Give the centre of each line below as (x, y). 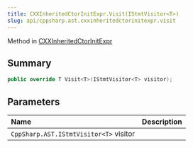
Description (162, 122)
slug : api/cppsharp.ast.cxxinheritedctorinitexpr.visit (92, 21)
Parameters (34, 101)
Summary (29, 63)
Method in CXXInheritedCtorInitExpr (60, 41)
